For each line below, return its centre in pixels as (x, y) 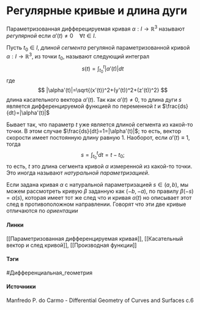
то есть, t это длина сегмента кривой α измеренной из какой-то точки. (99, 167)
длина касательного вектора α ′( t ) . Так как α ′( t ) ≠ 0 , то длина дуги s (94, 99)
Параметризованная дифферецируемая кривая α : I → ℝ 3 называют (96, 28)
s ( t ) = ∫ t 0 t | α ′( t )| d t (103, 69)
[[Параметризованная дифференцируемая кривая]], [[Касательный (95, 238)
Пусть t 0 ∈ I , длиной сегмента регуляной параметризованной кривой (98, 48)
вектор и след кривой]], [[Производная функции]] (72, 245)
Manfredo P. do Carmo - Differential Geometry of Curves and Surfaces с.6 (100, 300)
